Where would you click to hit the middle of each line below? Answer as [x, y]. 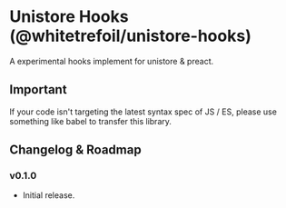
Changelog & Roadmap [76, 150]
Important [38, 89]
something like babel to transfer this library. [91, 121]
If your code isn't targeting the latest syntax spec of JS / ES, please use [143, 112]
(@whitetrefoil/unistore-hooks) [130, 36]
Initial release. [49, 195]
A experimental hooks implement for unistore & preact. [112, 61]
